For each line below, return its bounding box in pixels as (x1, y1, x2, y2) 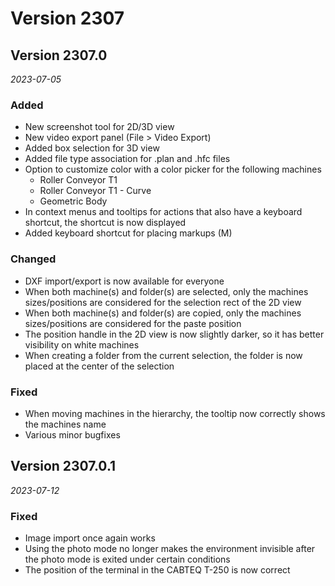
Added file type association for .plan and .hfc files (24, 153, 231, 165)
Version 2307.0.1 (10, 458, 117, 475)
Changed (10, 252, 57, 266)
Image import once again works (24, 532, 156, 544)
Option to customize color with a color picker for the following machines (24, 163, 322, 176)
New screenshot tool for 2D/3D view (24, 121, 175, 133)
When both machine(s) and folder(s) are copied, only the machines (24, 307, 302, 319)
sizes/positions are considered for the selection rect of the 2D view (24, 296, 302, 308)
